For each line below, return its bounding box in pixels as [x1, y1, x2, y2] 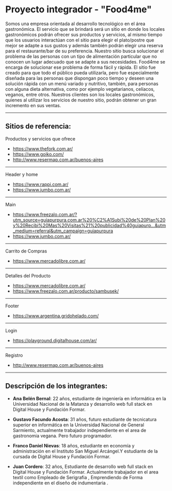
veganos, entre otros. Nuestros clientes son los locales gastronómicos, [5, 91, 155, 97]
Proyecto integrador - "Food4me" [5, 4, 152, 15]
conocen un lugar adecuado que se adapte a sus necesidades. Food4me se [5, 58, 165, 65]
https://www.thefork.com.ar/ [12, 145, 73, 152]
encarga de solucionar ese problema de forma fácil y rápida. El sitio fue [5, 64, 156, 70]
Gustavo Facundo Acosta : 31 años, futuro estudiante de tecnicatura [12, 416, 157, 422]
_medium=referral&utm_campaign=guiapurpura [12, 227, 114, 234]
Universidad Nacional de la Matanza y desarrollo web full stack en [12, 401, 153, 407]
